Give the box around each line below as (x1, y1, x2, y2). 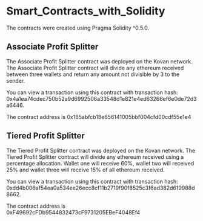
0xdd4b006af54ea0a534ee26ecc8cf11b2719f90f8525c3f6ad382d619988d (6, 184, 195, 191)
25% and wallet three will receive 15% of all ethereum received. (6, 166, 165, 173)
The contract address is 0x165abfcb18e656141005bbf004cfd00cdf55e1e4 (6, 113, 191, 120)
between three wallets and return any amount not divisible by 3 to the (6, 71, 180, 78)
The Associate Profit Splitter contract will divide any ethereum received (6, 64, 184, 71)
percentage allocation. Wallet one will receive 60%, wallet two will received (6, 159, 195, 167)
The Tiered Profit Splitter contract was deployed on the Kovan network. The (6, 147, 196, 154)
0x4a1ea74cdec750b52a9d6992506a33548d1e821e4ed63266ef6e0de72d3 (6, 95, 197, 102)
